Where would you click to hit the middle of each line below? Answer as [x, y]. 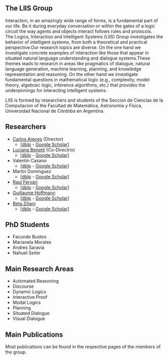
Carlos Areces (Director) [38, 139]
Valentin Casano [30, 160]
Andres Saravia [28, 248]
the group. [16, 352]
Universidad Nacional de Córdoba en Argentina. [55, 111]
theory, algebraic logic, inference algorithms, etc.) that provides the [75, 85]
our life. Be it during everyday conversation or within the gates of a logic [80, 26]
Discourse [23, 286]
